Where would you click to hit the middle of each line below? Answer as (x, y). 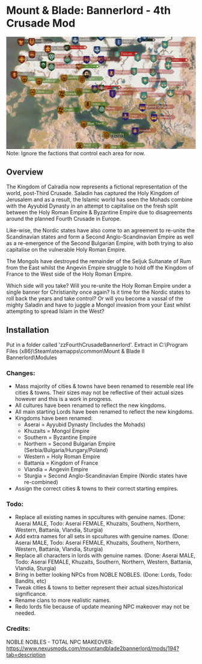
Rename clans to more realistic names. (63, 600)
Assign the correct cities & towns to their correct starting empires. (96, 488)
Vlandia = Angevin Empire (56, 469)
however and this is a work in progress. (63, 399)
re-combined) (41, 482)
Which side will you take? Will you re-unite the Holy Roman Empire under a (99, 285)
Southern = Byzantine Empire (60, 437)
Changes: (21, 373)
